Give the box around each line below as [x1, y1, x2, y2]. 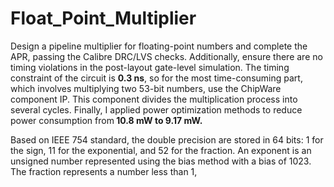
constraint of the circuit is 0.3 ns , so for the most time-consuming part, [10, 72, 303, 84]
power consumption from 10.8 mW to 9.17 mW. [10, 114, 203, 126]
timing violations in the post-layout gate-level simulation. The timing [10, 61, 290, 73]
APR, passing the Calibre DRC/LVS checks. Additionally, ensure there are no [10, 50, 323, 62]
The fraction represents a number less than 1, [10, 165, 198, 177]
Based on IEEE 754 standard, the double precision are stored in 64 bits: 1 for [10, 133, 324, 146]
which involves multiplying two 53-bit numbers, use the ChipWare [10, 82, 282, 94]
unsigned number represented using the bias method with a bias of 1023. [10, 155, 312, 167]
